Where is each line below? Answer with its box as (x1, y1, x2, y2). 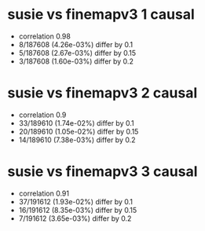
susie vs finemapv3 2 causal (7, 84, 198, 102)
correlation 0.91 (18, 189, 70, 198)
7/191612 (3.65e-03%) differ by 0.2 (18, 214, 132, 223)
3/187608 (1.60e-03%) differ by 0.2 (18, 57, 134, 66)
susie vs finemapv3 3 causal (7, 163, 198, 181)
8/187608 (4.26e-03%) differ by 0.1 (18, 39, 134, 49)
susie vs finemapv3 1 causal (7, 5, 195, 24)
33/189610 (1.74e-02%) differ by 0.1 (18, 118, 134, 127)
